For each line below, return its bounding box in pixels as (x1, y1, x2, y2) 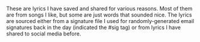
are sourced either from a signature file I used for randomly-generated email (6, 18, 195, 24)
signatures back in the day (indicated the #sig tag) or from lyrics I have (6, 24, 181, 31)
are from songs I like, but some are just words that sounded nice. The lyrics (6, 11, 192, 18)
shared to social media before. (6, 30, 81, 37)
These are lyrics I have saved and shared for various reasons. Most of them (6, 5, 193, 12)
